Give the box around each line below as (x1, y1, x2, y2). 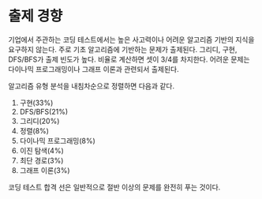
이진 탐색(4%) (19, 145, 65, 155)
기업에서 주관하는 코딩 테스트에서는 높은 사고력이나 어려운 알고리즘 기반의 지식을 (8, 35, 255, 44)
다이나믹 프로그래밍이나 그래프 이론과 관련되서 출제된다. (8, 64, 179, 73)
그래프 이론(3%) (19, 165, 70, 175)
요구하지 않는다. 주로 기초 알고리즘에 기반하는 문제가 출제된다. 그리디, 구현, (8, 44, 238, 54)
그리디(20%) (19, 116, 60, 126)
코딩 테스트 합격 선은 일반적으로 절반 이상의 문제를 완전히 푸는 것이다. (8, 182, 221, 192)
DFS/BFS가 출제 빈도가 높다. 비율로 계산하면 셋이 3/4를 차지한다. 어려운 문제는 (8, 54, 250, 64)
